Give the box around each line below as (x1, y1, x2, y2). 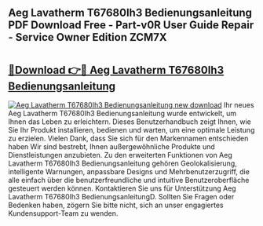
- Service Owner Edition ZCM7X (8, 31, 167, 44)
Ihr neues (223, 100, 254, 109)
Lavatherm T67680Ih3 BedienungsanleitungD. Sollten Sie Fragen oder (8, 192, 235, 201)
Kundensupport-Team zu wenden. (8, 209, 119, 218)
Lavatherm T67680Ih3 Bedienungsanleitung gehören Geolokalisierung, (8, 159, 237, 168)
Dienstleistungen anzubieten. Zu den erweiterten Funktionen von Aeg (8, 151, 233, 159)
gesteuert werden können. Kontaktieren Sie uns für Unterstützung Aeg (8, 184, 237, 193)
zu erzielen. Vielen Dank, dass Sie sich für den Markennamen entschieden (8, 133, 249, 143)
